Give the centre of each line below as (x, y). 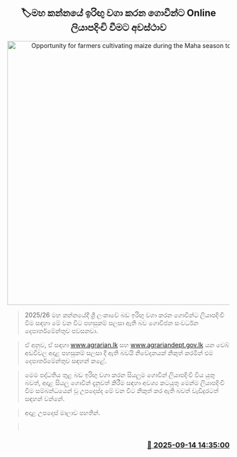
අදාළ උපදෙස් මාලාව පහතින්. (62, 413)
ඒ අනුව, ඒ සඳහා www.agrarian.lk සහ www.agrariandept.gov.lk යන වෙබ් (127, 344)
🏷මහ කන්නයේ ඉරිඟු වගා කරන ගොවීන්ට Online (119, 13)
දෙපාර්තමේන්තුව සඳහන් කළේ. (66, 361)
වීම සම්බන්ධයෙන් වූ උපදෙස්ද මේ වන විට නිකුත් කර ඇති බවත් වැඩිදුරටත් (121, 390)
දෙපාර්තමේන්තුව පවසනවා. (61, 330)
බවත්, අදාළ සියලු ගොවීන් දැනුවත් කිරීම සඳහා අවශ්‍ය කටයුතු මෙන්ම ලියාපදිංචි (124, 382)
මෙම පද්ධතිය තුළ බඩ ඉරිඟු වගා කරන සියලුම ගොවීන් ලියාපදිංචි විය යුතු (120, 375)
